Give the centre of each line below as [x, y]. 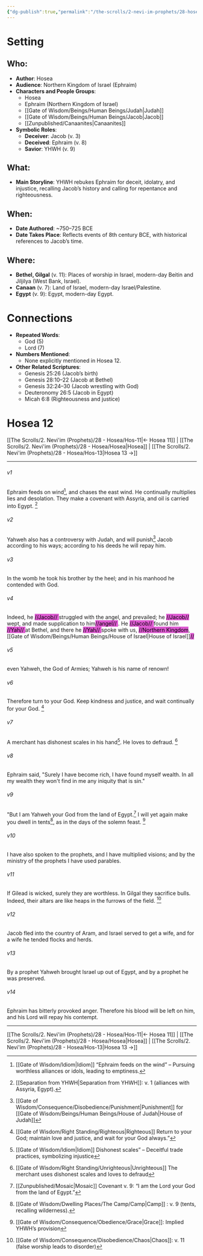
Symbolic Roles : [36, 130]
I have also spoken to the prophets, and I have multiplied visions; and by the [101, 854]
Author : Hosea [34, 78]
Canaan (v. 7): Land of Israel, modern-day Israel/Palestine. [88, 287]
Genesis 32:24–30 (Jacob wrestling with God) [82, 386]
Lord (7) [34, 348]
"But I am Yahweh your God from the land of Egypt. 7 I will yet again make [98, 814]
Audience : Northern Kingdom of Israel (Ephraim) [76, 84]
